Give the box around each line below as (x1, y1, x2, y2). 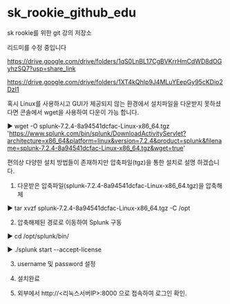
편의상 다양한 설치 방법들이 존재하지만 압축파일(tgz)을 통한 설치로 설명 (7, 158, 195, 167)
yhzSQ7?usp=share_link (7, 64, 76, 73)
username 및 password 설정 (17, 259, 96, 267)
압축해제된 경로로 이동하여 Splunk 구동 (17, 218, 122, 226)
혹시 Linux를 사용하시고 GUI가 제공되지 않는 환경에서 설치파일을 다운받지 (7, 99, 203, 108)
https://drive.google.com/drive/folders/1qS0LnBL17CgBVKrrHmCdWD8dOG (7, 57, 222, 65)
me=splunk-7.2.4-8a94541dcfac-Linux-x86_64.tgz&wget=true (7, 144, 184, 152)
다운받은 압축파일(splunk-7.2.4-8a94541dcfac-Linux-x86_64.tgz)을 (17, 181, 204, 189)
